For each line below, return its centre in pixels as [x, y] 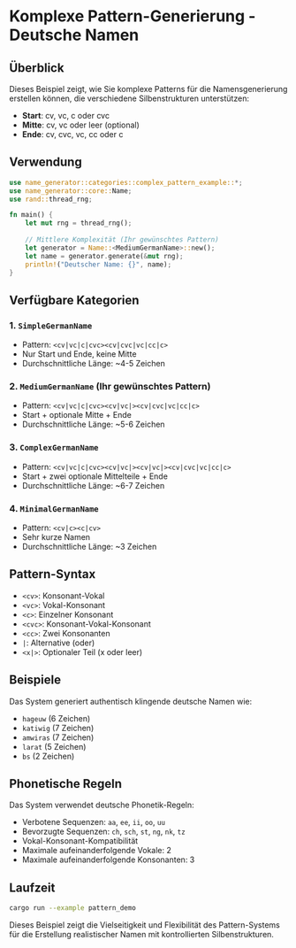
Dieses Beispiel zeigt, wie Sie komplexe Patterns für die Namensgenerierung [148, 89]
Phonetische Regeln [65, 784]
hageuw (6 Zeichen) [56, 718]
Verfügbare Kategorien [74, 300]
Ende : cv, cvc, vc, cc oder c [72, 134]
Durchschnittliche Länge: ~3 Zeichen [89, 547]
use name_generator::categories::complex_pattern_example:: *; [126, 182]
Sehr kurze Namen [56, 537]
